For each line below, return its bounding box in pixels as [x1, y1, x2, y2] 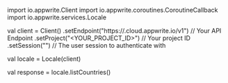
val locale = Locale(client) [7, 55, 81, 63]
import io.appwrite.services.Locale [7, 13, 106, 21]
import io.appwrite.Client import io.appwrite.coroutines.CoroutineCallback [7, 6, 218, 14]
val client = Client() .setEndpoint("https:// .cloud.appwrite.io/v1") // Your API [7, 27, 222, 35]
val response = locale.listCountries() [7, 68, 111, 76]
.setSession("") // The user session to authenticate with [7, 41, 166, 49]
